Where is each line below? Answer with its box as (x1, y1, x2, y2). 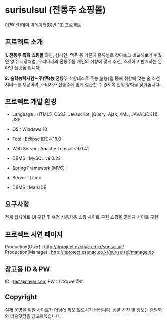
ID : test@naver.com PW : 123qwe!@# (5, 278, 83, 284)
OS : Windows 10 (12, 126, 47, 132)
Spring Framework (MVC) (12, 165, 65, 171)
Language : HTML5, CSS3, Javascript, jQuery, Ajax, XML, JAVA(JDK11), (12, 111, 159, 117)
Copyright (5, 293, 37, 301)
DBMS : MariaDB (12, 184, 47, 190)
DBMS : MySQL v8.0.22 (12, 155, 61, 161)
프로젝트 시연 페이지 (5, 230, 63, 239)
